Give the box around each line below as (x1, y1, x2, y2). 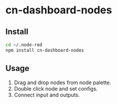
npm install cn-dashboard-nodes (5, 47, 84, 53)
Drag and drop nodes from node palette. (13, 79, 112, 86)
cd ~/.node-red (5, 42, 43, 48)
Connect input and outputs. (13, 91, 80, 98)
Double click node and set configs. (13, 85, 98, 92)
